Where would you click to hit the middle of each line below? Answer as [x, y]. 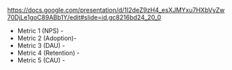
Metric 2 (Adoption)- [47, 38]
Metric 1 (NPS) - [40, 31]
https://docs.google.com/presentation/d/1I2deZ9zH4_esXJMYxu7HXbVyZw [116, 10]
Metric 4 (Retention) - [48, 53]
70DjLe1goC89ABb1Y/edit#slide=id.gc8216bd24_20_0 [84, 17]
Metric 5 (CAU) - [41, 60]
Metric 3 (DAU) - [41, 45]
